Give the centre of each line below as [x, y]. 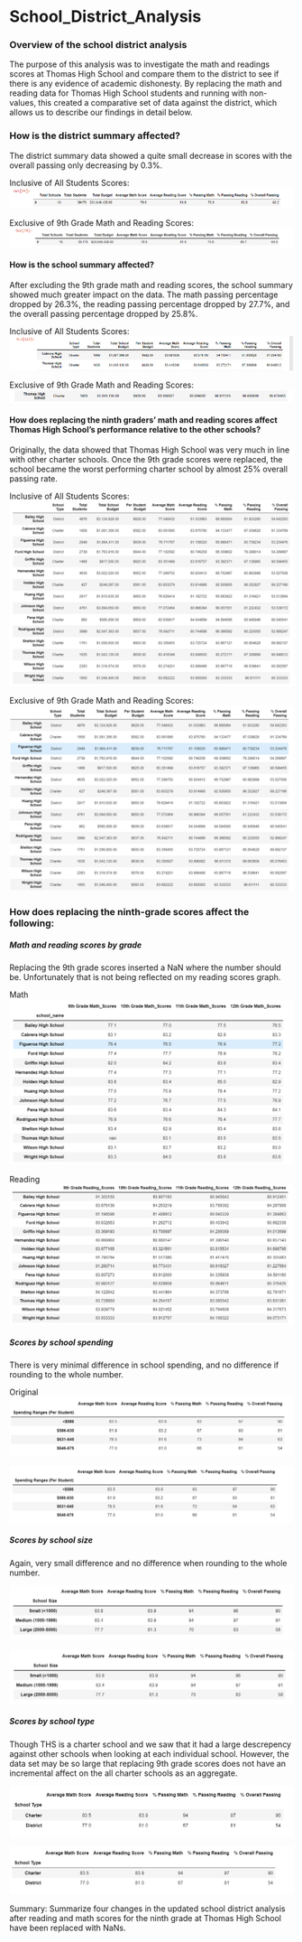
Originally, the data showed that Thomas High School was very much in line [150, 450]
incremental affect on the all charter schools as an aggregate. [124, 1773]
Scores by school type [52, 1722]
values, [23, 103]
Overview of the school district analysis [98, 45]
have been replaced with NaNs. [68, 1928]
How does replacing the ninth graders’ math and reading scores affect [143, 420]
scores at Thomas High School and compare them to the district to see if [144, 74]
